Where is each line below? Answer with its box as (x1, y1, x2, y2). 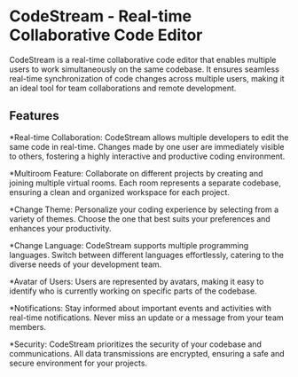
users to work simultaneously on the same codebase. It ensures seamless (9, 64, 279, 75)
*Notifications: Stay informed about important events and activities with (9, 302, 272, 313)
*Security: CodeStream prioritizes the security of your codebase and (9, 339, 262, 350)
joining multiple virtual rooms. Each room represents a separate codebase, (9, 177, 282, 188)
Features (9, 108, 59, 123)
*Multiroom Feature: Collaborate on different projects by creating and (9, 168, 263, 178)
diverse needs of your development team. (9, 259, 162, 270)
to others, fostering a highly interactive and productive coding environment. (9, 151, 286, 161)
